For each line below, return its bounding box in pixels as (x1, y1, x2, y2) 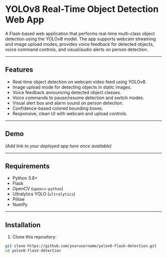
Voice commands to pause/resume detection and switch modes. (12, 95, 145, 101)
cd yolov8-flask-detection (5, 248, 61, 254)
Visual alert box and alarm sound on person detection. (12, 100, 124, 106)
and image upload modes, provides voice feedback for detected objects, (5, 41, 154, 47)
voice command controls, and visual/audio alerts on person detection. (5, 46, 149, 52)
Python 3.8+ (12, 175, 38, 181)
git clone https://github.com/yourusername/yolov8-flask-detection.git (5, 244, 157, 249)
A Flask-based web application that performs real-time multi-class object (5, 30, 155, 36)
